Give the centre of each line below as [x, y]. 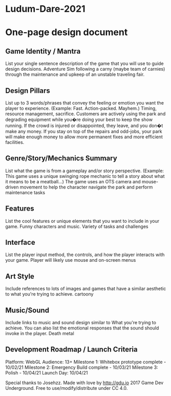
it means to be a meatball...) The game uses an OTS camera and [73, 181]
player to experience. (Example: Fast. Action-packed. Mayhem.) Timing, [81, 108]
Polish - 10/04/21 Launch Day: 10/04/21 [47, 372]
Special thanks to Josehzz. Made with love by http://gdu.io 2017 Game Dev [84, 383]
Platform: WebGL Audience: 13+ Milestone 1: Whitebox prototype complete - [86, 362]
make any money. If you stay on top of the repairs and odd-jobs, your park [84, 131]
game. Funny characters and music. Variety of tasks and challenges [77, 226]
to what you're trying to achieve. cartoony [49, 294]
